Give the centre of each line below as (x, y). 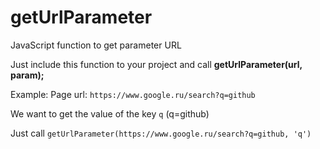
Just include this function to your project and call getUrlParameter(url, (156, 64)
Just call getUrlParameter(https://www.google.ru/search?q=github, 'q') (161, 133)
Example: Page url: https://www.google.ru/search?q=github (133, 94)
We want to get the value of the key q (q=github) (110, 113)
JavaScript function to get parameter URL (96, 45)
